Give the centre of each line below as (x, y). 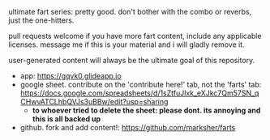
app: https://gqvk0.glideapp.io (71, 76)
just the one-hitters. (41, 20)
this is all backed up (66, 119)
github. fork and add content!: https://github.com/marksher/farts (128, 127)
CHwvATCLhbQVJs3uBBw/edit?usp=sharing (94, 102)
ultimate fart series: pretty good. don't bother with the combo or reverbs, (130, 12)
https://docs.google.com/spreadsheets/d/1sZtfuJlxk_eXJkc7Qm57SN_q (139, 93)
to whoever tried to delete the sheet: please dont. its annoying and (146, 110)
